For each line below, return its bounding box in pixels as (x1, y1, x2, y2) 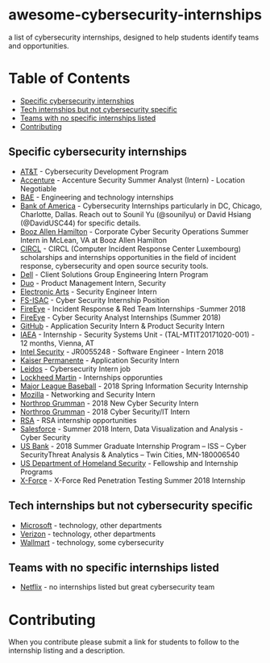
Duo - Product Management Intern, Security (19, 278, 167, 287)
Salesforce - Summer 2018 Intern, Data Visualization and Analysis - (19, 424, 243, 434)
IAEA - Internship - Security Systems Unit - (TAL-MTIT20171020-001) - (19, 329, 255, 339)
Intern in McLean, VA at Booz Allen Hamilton (19, 235, 168, 245)
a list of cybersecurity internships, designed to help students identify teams (8, 32, 260, 42)
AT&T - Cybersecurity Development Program (19, 166, 169, 176)
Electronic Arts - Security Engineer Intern (19, 287, 157, 296)
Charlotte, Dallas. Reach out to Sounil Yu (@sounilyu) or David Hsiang (19, 209, 251, 219)
